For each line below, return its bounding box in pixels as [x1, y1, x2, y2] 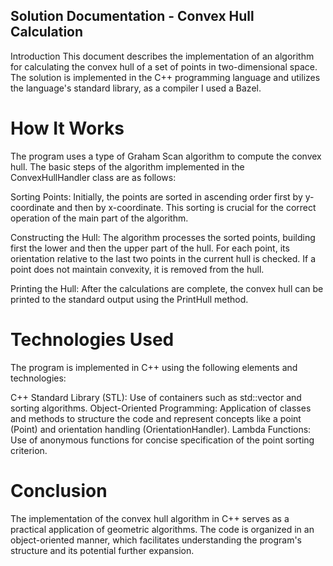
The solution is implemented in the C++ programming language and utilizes [10, 71, 321, 83]
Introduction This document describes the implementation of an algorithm [10, 50, 315, 62]
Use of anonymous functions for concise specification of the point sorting [10, 434, 315, 446]
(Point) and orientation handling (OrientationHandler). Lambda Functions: [10, 423, 312, 435]
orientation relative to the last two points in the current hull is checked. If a [10, 252, 316, 264]
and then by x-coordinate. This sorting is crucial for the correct [56, 201, 317, 213]
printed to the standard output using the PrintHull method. [10, 293, 249, 305]
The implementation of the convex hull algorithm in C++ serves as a [10, 512, 290, 524]
